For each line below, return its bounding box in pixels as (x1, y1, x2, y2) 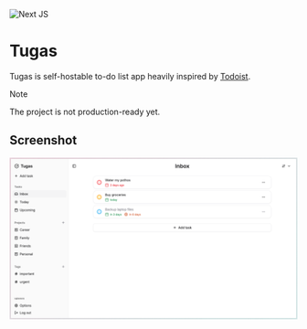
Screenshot (9, 133, 78, 148)
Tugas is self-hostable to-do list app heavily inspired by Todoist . (9, 70, 251, 81)
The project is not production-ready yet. (9, 106, 161, 117)
